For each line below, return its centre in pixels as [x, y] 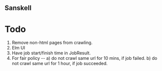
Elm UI [18, 48]
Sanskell [18, 8]
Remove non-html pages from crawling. [52, 43]
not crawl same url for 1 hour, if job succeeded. [60, 64]
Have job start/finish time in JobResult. [51, 53]
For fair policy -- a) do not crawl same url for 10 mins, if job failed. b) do [84, 58]
